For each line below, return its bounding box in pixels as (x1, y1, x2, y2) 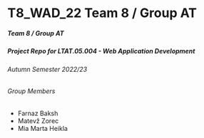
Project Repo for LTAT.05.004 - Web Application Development (7, 47, 195, 55)
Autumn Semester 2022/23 (7, 65, 88, 73)
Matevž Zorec (17, 116, 59, 125)
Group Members (7, 87, 56, 95)
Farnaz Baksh (17, 109, 58, 117)
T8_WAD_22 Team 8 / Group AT (7, 5, 198, 21)
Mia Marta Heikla (17, 124, 68, 132)
